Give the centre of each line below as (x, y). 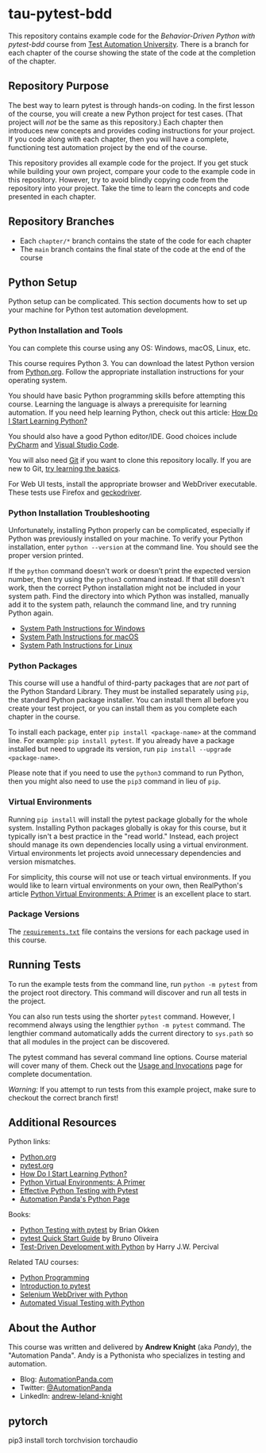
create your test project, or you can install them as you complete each (123, 708)
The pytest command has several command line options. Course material (128, 1057)
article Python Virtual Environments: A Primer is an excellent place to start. (130, 893)
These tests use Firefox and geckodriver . (75, 492)
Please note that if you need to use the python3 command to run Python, (126, 773)
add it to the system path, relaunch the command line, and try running (122, 604)
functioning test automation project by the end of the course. (108, 147)
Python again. (31, 613)
